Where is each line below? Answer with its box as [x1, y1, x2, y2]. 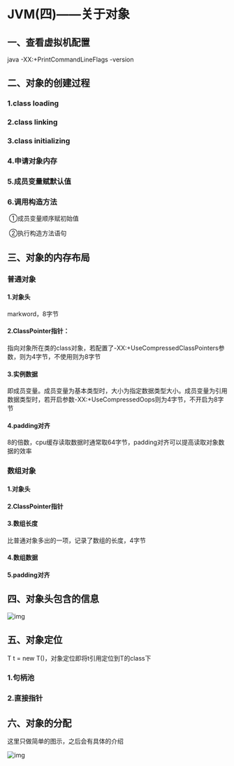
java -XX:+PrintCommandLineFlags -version [7, 55, 134, 64]
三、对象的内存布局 [7, 251, 90, 263]
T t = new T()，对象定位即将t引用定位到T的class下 [7, 654, 152, 662]
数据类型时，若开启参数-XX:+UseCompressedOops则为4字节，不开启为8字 [7, 395, 224, 404]
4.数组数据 [7, 553, 38, 562]
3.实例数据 [7, 369, 38, 378]
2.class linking [7, 117, 58, 127]
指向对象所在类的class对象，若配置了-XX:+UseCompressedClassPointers [7, 344, 219, 353]
